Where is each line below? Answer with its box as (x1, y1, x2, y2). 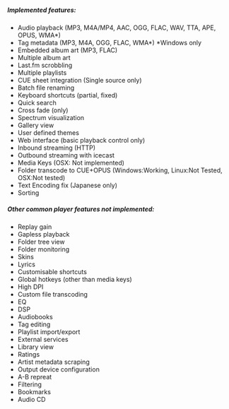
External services (17, 335, 69, 343)
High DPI (17, 283, 44, 291)
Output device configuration (17, 364, 100, 374)
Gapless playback (17, 230, 70, 238)
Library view (17, 343, 54, 351)
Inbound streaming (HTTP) (17, 143, 96, 152)
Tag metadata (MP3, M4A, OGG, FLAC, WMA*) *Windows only (17, 38, 202, 47)
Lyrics (17, 260, 35, 268)
